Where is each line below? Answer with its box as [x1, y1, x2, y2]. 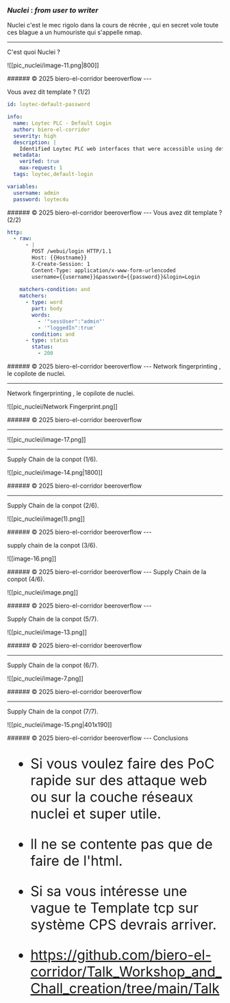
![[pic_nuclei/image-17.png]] [7, 436, 86, 444]
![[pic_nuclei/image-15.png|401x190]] [7, 721, 112, 729]
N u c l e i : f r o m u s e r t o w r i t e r [7, 5, 99, 15]
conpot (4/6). [7, 575, 45, 584]
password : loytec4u [13, 196, 69, 203]
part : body [31, 306, 63, 312]
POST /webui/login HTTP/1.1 [31, 248, 112, 255]
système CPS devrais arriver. [30, 916, 217, 934]
